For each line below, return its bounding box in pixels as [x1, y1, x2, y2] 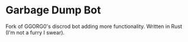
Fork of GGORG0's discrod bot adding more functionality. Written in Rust [5, 23, 183, 30]
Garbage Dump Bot [5, 3, 101, 17]
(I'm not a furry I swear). [5, 29, 65, 36]
